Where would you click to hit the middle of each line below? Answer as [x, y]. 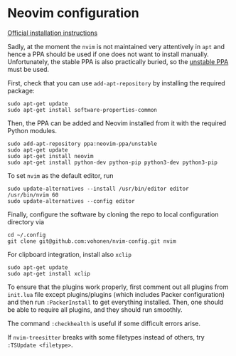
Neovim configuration [74, 13]
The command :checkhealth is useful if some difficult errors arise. [104, 323]
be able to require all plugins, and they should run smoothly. [95, 309]
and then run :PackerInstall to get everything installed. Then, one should [116, 302]
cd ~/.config [27, 235]
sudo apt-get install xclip [49, 273]
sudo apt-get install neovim [50, 156]
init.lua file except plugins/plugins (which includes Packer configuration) [116, 294]
